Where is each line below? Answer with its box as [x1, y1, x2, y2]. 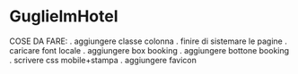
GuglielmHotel [9, 6, 118, 27]
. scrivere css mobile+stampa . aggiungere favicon [9, 54, 197, 65]
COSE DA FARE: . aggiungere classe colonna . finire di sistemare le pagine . [9, 36, 287, 46]
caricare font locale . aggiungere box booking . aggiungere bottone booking [9, 45, 290, 55]
